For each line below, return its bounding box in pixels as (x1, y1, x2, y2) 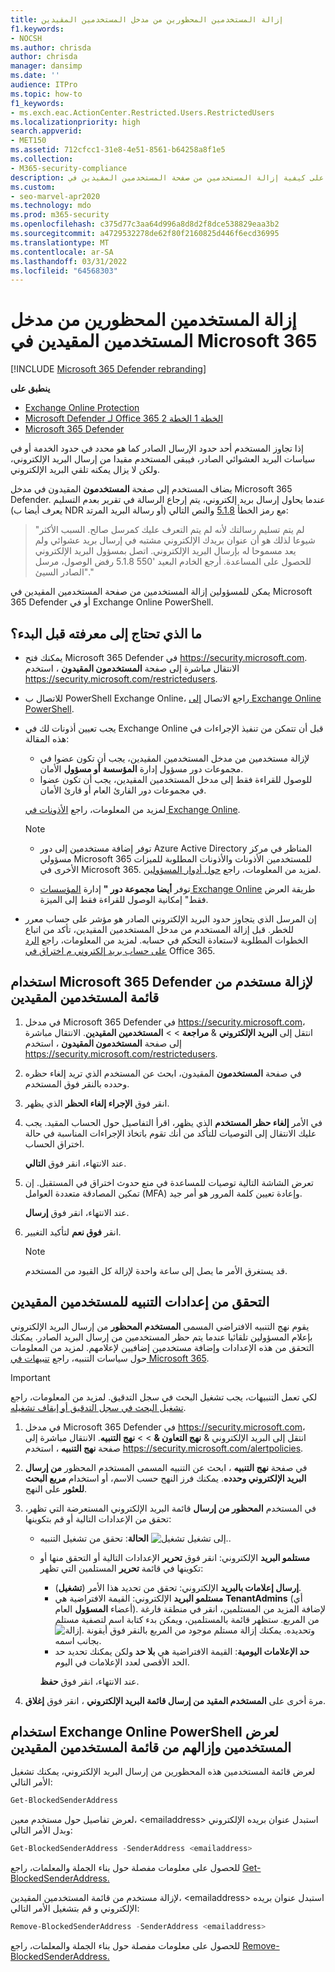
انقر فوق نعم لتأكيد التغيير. (24, 1226, 122, 1238)
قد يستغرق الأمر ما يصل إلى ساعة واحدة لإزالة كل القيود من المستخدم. (24, 1264, 288, 1276)
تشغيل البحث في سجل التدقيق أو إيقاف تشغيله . (10, 1401, 187, 1413)
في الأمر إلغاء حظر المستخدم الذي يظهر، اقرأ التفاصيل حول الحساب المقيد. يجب (24, 1116, 323, 1128)
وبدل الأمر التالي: (10, 1824, 73, 1836)
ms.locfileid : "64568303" (10, 266, 118, 276)
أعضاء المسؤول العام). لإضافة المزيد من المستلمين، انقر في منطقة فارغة (54, 1602, 326, 1615)
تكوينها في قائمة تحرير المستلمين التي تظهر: (39, 1562, 204, 1574)
